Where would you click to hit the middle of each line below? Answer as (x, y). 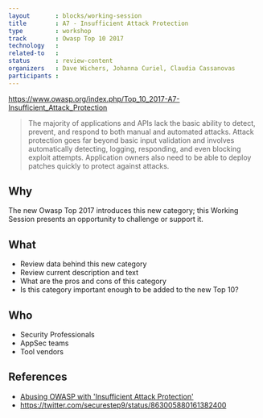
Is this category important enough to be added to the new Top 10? (129, 290)
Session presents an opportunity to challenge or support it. (106, 219)
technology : (34, 46)
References (38, 377)
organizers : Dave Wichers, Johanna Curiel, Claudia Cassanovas (122, 69)
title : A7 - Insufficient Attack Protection (99, 23)
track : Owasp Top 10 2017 (66, 38)
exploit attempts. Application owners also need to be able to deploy (140, 157)
